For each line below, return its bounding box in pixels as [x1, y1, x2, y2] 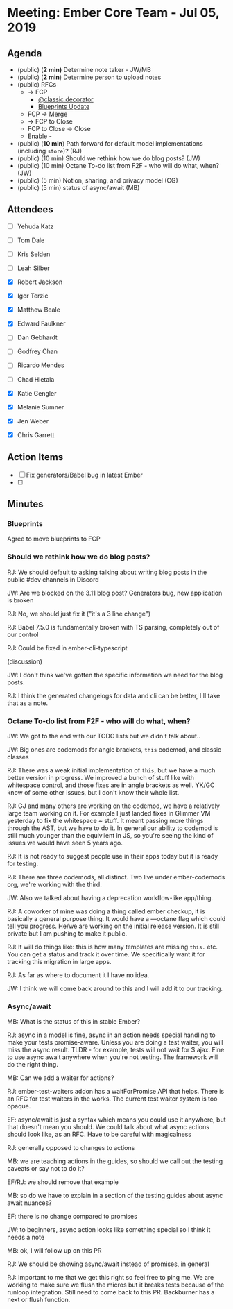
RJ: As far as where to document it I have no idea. [7, 970, 150, 979]
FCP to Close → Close [27, 125, 92, 133]
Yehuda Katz [17, 222, 54, 230]
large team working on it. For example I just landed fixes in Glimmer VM [7, 809, 211, 817]
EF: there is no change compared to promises [7, 1213, 137, 1221]
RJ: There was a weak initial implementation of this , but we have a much [7, 766, 216, 775]
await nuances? [7, 1199, 52, 1207]
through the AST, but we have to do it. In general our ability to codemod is [7, 824, 218, 832]
